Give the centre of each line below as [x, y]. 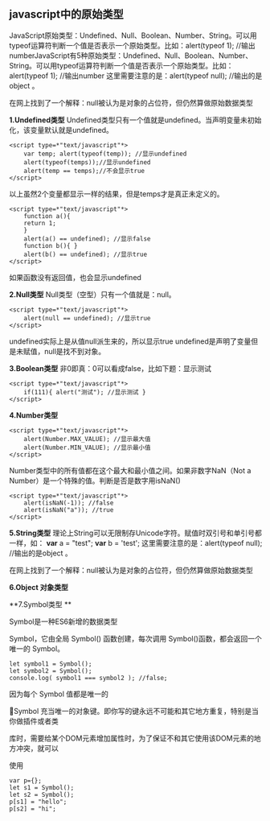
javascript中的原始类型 [66, 14]
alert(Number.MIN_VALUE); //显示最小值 [87, 448]
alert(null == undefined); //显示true [87, 318]
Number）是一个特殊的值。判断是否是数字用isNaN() [95, 481]
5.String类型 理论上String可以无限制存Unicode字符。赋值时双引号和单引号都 [135, 533]
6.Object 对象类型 [39, 587]
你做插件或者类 [34, 721]
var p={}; [26, 780]
